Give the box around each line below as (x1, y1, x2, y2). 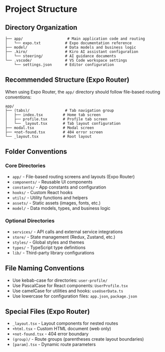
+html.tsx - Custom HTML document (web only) (12, 326, 111, 332)
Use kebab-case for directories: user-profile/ (12, 277, 108, 283)
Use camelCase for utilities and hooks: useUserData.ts (12, 288, 123, 294)
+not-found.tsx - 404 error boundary (12, 331, 89, 337)
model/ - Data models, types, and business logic (12, 205, 110, 211)
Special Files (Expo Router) (5, 307, 90, 315)
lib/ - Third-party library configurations (12, 250, 95, 255)
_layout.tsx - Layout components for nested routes (12, 320, 118, 326)
